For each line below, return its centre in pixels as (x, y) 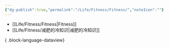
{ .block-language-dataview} (35, 40)
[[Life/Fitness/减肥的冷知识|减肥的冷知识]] (56, 30)
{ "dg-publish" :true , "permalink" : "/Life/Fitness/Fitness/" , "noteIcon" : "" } (84, 10)
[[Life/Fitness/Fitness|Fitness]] (44, 24)
